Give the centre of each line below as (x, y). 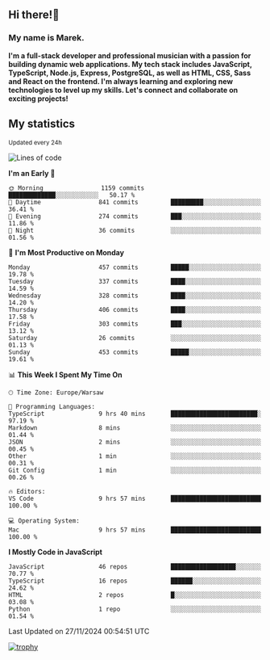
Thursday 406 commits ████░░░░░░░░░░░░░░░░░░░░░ (135, 309)
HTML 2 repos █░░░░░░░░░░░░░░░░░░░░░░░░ (135, 595)
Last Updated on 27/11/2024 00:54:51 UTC (79, 631)
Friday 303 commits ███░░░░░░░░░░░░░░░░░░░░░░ (135, 324)
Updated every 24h (35, 142)
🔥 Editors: (27, 491)
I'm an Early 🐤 (32, 173)
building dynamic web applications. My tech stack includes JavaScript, (130, 64)
